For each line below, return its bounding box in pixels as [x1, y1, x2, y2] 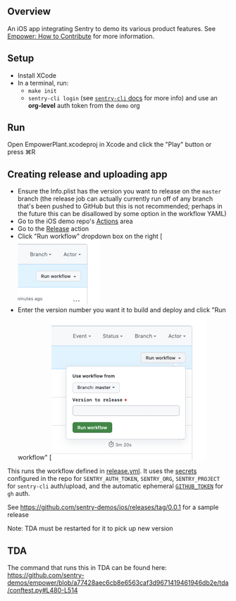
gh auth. [7, 489, 30, 498]
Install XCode [17, 71, 56, 80]
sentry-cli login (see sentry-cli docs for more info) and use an [27, 93, 218, 102]
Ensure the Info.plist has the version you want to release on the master [17, 187, 222, 196]
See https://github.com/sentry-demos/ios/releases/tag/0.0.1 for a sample [7, 503, 219, 511]
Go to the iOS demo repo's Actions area [17, 217, 133, 225]
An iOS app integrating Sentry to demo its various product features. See [7, 24, 216, 32]
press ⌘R [7, 148, 36, 156]
